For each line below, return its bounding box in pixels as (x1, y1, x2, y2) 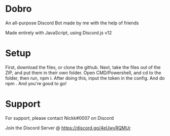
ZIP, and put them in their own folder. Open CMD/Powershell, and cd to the (5, 70, 161, 76)
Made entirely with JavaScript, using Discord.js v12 (5, 29, 112, 36)
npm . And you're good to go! (5, 80, 67, 86)
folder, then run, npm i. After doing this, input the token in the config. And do (5, 75, 165, 81)
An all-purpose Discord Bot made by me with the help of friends (5, 20, 139, 26)
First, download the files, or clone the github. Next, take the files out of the (5, 64, 161, 70)
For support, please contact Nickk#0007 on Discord (5, 115, 114, 121)
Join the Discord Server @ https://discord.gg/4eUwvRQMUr (5, 125, 131, 131)
